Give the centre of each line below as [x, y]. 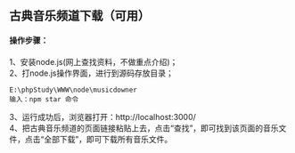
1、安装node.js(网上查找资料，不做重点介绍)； [94, 61]
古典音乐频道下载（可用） [79, 16]
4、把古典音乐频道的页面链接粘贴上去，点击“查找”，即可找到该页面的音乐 [144, 128]
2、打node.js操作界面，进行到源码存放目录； [91, 73]
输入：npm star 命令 [44, 99]
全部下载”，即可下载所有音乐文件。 [108, 139]
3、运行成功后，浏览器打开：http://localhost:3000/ [102, 117]
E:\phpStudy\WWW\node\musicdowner [74, 90]
